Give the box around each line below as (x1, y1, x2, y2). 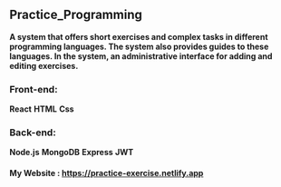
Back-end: (9, 126, 56, 139)
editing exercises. (9, 60, 79, 71)
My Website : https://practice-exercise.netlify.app (9, 168, 204, 178)
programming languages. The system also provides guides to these (9, 41, 269, 52)
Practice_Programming (9, 7, 142, 23)
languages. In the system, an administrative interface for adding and (9, 50, 273, 62)
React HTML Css (9, 103, 74, 114)
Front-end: (9, 83, 58, 95)
